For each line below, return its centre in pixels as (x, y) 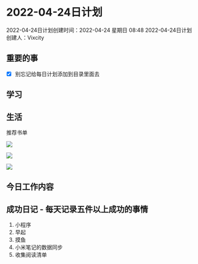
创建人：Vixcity (25, 37)
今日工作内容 (30, 187)
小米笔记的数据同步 (39, 247)
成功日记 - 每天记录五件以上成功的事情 (77, 209)
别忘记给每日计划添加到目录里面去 (57, 74)
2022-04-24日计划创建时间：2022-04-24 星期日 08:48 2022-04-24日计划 (99, 30)
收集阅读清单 (31, 255)
